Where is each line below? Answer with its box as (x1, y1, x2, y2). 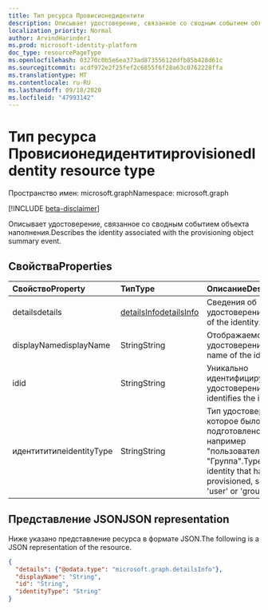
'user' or (206, 485, 238, 496)
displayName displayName (12, 340, 110, 350)
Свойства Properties (8, 259, 113, 273)
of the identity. (206, 317, 262, 328)
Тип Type (120, 283, 156, 294)
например (206, 436, 246, 446)
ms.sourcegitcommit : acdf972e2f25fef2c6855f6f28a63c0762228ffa (8, 64, 223, 72)
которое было (206, 416, 261, 426)
